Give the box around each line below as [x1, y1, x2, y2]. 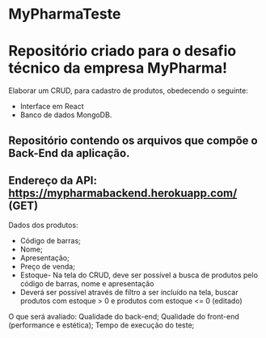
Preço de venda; [19, 262, 75, 272]
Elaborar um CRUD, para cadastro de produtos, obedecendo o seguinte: [8, 86, 248, 95]
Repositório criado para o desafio [8, 42, 237, 61]
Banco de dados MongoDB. [19, 110, 112, 120]
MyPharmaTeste [8, 5, 121, 23]
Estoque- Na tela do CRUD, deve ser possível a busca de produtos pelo [19, 270, 259, 280]
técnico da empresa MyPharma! [8, 59, 228, 78]
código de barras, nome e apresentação [19, 279, 154, 289]
